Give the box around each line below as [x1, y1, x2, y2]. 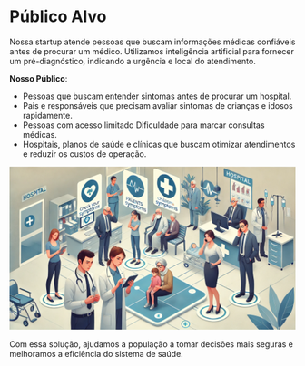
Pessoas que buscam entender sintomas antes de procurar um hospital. [22, 91, 292, 101]
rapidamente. [22, 110, 73, 120]
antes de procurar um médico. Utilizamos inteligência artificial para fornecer [9, 45, 295, 56]
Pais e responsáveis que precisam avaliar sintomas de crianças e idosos [22, 100, 293, 111]
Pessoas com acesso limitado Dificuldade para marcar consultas [22, 120, 265, 130]
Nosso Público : [9, 72, 68, 83]
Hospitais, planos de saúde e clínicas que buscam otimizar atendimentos [22, 139, 296, 149]
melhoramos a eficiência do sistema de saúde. [9, 348, 183, 359]
